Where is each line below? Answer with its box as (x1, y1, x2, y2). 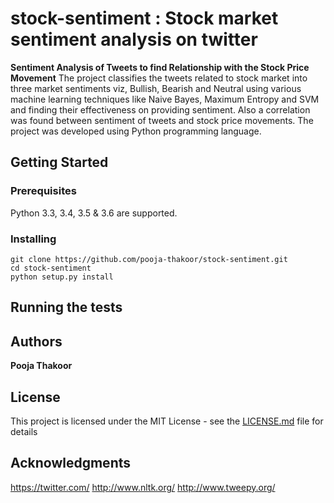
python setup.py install (10, 272, 114, 282)
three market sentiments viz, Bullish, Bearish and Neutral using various (10, 82, 302, 94)
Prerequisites (10, 184, 77, 198)
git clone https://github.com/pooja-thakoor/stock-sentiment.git (10, 254, 288, 264)
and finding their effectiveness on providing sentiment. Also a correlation (10, 103, 311, 116)
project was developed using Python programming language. (10, 125, 262, 137)
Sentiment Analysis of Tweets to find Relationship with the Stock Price (10, 61, 310, 73)
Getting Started (10, 154, 109, 171)
